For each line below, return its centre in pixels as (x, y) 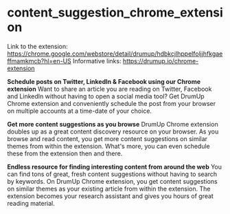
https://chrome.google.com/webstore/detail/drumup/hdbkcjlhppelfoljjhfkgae (115, 54)
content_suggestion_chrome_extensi (115, 13)
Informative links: (97, 61)
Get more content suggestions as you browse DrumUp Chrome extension (113, 124)
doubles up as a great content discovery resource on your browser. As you (113, 131)
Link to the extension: (38, 46)
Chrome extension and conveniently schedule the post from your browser (112, 103)
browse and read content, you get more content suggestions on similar (107, 138)
